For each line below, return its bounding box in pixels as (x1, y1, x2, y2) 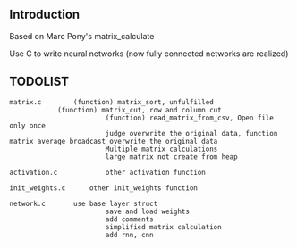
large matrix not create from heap (105, 152, 239, 161)
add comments (105, 214, 154, 224)
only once (9, 120, 47, 130)
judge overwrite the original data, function (105, 128, 278, 137)
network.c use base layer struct (9, 199, 158, 208)
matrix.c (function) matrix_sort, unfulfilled (9, 97, 215, 106)
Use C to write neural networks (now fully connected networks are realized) (9, 48, 289, 59)
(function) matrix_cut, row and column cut (56, 105, 222, 114)
